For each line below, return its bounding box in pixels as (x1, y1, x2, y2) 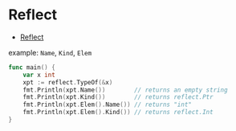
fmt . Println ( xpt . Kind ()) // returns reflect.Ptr (22, 93, 214, 101)
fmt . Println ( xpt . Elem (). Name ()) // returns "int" (22, 100, 193, 109)
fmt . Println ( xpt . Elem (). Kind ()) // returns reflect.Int (22, 108, 214, 117)
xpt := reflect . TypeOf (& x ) (22, 78, 113, 86)
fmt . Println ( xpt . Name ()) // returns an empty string (22, 86, 228, 94)
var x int (22, 71, 56, 79)
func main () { (8, 63, 56, 72)
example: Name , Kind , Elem (8, 47, 92, 57)
